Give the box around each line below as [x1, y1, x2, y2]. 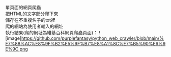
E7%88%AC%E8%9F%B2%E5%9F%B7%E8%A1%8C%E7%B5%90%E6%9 [5, 41, 166, 46]
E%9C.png [5, 46, 28, 52]
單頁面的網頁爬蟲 [5, 5, 41, 10]
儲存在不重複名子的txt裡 [5, 17, 56, 23]
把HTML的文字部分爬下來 [5, 11, 59, 17]
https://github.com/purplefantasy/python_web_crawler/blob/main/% [21, 35, 164, 41]
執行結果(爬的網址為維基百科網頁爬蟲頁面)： [5, 30, 98, 35]
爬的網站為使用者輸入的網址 [5, 23, 64, 29]
